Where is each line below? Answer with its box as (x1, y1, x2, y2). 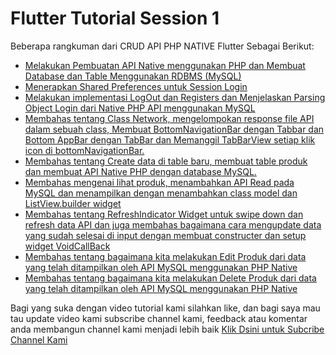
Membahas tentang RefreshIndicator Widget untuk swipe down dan (24, 208, 304, 220)
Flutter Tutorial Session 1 (10, 7, 220, 30)
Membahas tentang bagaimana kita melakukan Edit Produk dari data (24, 250, 307, 262)
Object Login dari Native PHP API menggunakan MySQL (24, 102, 256, 114)
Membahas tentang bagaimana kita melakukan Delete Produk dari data (24, 272, 317, 284)
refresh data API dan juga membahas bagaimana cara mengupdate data (24, 218, 322, 231)
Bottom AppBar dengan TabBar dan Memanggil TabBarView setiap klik (24, 133, 316, 146)
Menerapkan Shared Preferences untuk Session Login (24, 80, 248, 92)
